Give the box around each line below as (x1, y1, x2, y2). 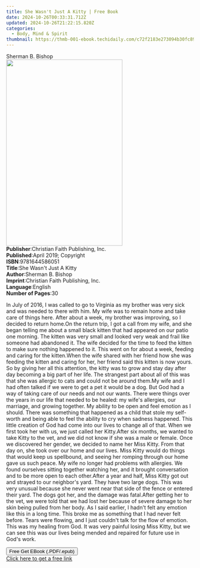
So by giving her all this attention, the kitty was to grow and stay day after (6, 365, 186, 371)
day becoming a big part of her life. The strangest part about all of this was (6, 371, 190, 378)
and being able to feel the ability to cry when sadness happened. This (21, 415, 193, 422)
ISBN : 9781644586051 (6, 258, 60, 265)
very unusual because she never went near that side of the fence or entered (6, 485, 193, 492)
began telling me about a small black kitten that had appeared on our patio (6, 327, 189, 334)
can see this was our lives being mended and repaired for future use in (6, 529, 180, 536)
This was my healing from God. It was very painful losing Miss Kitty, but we (6, 523, 190, 530)
